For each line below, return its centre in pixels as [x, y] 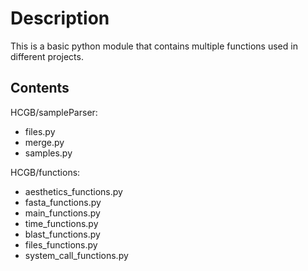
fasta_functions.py [63, 202]
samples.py [48, 153]
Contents [40, 88]
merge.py [44, 142]
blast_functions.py [62, 234]
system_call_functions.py [76, 255]
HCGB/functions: [45, 172]
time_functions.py [61, 223]
